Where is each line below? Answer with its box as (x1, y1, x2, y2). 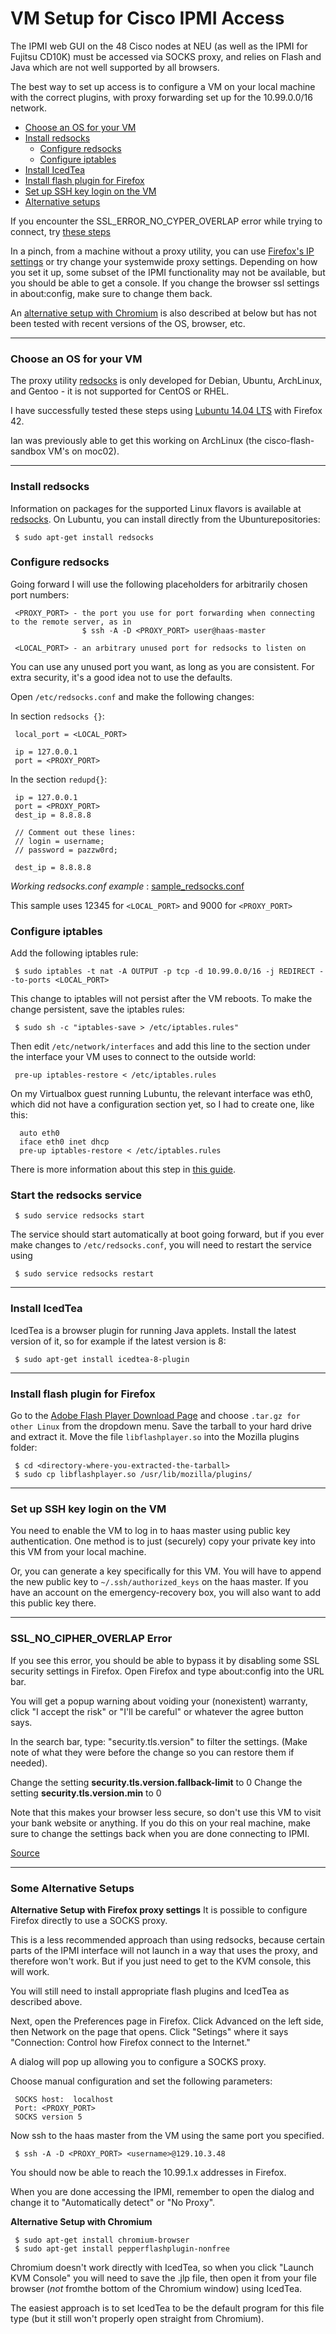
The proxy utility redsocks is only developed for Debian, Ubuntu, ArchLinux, (10, 375, 323, 387)
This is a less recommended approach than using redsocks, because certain (10, 1933, 325, 1946)
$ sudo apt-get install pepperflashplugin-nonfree (14, 2243, 230, 2254)
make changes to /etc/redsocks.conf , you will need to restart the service (10, 1239, 312, 1251)
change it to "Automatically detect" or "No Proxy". (10, 2196, 216, 2208)
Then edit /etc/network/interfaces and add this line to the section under (10, 1040, 311, 1052)
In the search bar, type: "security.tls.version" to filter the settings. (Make (10, 1735, 308, 1747)
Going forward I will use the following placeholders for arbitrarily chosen (10, 578, 308, 590)
